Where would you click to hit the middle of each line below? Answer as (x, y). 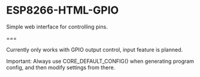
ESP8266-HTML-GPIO (63, 10)
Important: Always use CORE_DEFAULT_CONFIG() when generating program (100, 61)
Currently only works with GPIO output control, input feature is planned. (95, 49)
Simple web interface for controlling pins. (57, 27)
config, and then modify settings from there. (61, 67)
